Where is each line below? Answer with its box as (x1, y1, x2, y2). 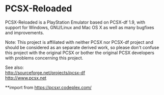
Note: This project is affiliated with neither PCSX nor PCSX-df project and (5, 39, 154, 45)
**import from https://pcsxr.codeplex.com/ (5, 84, 92, 90)
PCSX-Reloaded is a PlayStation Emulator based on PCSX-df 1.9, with (5, 19, 146, 25)
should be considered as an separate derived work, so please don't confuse (5, 44, 160, 50)
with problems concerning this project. (5, 55, 83, 61)
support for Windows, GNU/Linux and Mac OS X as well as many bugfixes (5, 24, 155, 30)
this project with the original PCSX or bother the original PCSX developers (5, 50, 155, 56)
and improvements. (5, 30, 44, 35)
